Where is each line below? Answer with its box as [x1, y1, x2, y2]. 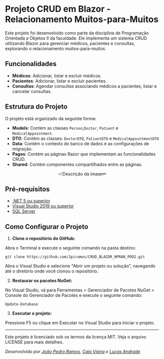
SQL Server [12, 208, 36, 214]
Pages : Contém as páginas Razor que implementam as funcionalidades [12, 151, 156, 157]
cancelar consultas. [12, 88, 52, 94]
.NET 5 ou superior [12, 198, 50, 204]
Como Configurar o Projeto [5, 223, 89, 231]
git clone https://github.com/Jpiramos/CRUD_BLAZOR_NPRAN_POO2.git [5, 254, 145, 260]
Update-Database [5, 302, 38, 307]
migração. [12, 146, 33, 152]
